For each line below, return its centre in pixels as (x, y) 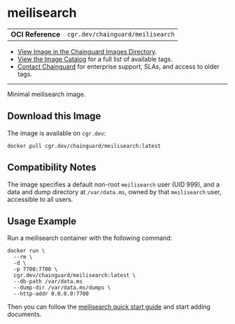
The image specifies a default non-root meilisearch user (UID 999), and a (114, 184)
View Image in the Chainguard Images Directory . (87, 51)
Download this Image (54, 116)
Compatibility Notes (52, 167)
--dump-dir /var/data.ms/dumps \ (62, 288)
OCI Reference (36, 34)
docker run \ (26, 251)
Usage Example (42, 221)
